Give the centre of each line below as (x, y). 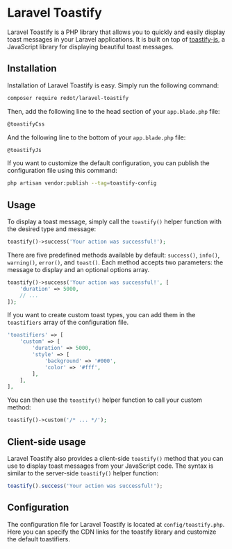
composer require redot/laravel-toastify (68, 98)
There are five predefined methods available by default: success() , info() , (114, 255)
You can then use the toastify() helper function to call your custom (105, 400)
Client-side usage (47, 442)
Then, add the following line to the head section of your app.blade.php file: (114, 111)
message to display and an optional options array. (78, 269)
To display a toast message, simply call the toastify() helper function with (115, 222)
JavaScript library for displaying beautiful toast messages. (91, 47)
